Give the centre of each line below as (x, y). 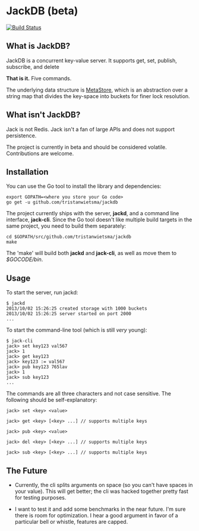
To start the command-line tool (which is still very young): (77, 330)
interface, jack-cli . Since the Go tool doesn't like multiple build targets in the (99, 220)
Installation (27, 172)
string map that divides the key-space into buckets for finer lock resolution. (98, 96)
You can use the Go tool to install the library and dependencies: (84, 186)
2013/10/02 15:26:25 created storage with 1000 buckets (77, 309)
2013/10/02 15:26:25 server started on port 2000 (69, 314)
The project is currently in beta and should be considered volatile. (87, 147)
